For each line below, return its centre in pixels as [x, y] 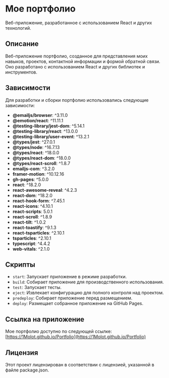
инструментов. [21, 72]
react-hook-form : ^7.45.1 [38, 201]
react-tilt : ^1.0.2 [29, 222]
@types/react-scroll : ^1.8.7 [41, 163]
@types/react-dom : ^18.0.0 [42, 158]
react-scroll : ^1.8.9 [32, 216]
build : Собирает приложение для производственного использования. [88, 282]
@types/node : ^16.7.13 [36, 147]
